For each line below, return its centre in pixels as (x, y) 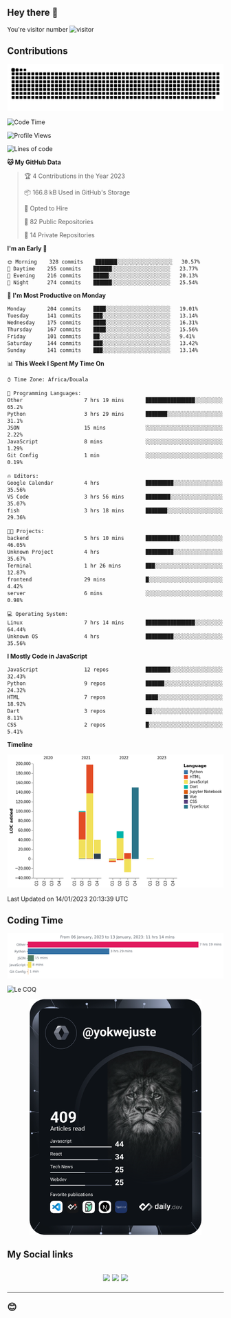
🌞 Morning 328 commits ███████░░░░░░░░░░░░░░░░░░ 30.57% (104, 262)
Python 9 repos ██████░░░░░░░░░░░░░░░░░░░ (115, 683)
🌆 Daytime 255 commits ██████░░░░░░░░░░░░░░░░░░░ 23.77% (102, 269)
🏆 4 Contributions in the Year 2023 (75, 176)
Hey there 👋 (33, 13)
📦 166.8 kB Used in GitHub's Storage (77, 192)
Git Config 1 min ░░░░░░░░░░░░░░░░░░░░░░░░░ (115, 456)
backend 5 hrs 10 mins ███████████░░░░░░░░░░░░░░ (115, 539)
